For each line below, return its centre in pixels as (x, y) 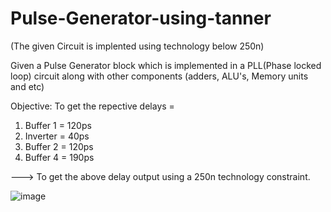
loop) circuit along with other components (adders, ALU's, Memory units (159, 76)
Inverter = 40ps (57, 136)
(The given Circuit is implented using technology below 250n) (137, 46)
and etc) (27, 86)
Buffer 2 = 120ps (59, 146)
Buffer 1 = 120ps (58, 125)
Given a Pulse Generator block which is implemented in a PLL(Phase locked (166, 65)
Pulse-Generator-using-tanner (141, 18)
